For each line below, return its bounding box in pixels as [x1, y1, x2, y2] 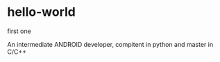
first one [7, 27, 31, 35]
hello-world [7, 4, 76, 20]
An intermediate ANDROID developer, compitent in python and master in [7, 40, 214, 48]
